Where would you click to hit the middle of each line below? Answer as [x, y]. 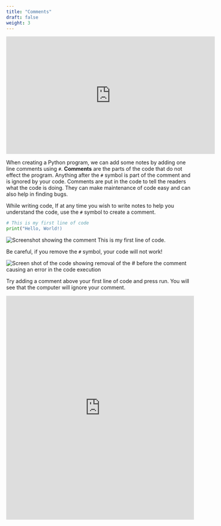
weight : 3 [18, 23]
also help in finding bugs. [37, 194]
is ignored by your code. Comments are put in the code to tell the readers [96, 182]
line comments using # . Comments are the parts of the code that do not [94, 169]
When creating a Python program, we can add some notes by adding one [96, 162]
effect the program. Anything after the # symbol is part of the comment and [98, 175]
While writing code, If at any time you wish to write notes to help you [90, 206]
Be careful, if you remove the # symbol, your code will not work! [84, 252]
